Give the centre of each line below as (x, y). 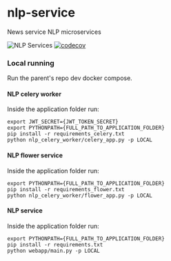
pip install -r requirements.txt (55, 244)
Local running (31, 63)
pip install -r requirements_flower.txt (66, 189)
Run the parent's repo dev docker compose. (70, 78)
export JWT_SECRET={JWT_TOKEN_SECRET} (63, 122)
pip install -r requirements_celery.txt (66, 134)
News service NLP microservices (54, 32)
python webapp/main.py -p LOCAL (53, 251)
